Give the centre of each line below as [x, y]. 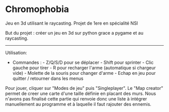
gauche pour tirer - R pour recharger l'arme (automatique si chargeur [84, 68]
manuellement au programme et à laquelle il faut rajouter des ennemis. [78, 104]
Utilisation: [16, 52]
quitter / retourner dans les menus [48, 78]
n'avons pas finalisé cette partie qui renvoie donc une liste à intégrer [76, 98]
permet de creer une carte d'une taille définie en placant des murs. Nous [81, 93]
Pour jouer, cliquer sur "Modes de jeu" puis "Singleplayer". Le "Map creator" [84, 88]
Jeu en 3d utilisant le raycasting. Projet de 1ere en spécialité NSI [72, 23]
